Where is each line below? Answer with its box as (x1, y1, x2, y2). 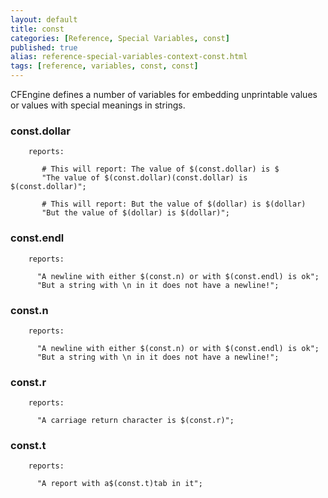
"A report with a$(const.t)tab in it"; (36, 479, 203, 489)
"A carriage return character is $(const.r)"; (36, 416, 235, 426)
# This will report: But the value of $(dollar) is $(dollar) (41, 199, 307, 210)
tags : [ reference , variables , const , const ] (10, 61, 199, 71)
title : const (10, 24, 65, 34)
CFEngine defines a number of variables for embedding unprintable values (10, 89, 318, 100)
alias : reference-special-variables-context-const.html (10, 52, 248, 62)
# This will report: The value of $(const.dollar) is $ (41, 164, 280, 175)
